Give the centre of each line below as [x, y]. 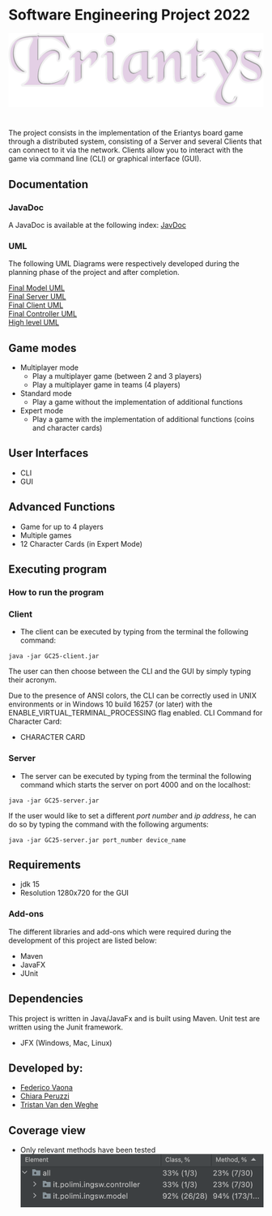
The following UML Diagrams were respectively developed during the [124, 264]
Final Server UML [37, 297]
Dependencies [46, 999]
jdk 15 [30, 884]
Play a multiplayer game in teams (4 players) [106, 385]
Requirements [45, 865]
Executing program [58, 569]
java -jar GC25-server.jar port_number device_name [97, 840]
